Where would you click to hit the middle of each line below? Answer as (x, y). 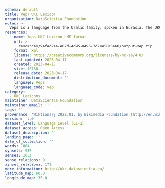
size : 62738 (26, 69)
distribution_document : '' (41, 78)
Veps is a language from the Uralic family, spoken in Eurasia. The (81, 28)
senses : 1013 (18, 155)
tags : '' (14, 110)
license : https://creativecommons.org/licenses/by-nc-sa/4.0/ (79, 55)
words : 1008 (17, 146)
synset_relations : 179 (28, 164)
